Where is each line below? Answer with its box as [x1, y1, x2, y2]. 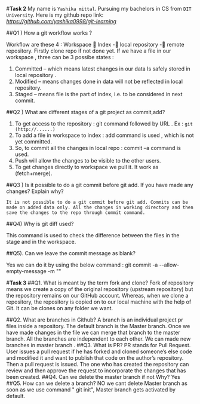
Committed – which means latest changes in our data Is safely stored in [14, 65, 191, 72]
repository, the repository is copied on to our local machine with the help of [6, 298, 192, 305]
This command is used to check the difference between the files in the [6, 232, 180, 238]
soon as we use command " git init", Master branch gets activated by [6, 386, 176, 393]
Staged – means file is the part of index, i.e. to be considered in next [14, 91, 183, 97]
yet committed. [14, 138, 53, 145]
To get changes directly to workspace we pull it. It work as [14, 164, 159, 170]
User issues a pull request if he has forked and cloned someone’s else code [6, 348, 192, 355]
